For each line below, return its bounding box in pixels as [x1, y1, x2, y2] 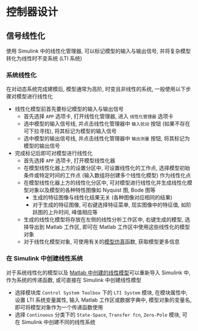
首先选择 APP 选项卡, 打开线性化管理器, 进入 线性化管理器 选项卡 [23, 113, 174, 120]
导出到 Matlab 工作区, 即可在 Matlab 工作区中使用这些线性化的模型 [28, 224, 190, 231]
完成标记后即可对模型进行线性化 [14, 150, 93, 157]
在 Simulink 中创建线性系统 [6, 254, 83, 263]
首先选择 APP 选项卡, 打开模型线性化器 [23, 157, 115, 164]
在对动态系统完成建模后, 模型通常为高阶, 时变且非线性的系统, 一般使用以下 [6, 86, 186, 93]
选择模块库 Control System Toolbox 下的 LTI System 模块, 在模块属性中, [14, 289, 188, 296]
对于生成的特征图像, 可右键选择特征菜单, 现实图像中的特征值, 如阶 [32, 201, 192, 208]
